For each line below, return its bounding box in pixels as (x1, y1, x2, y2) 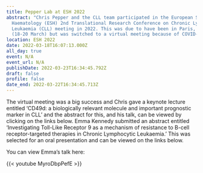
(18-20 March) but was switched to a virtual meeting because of (11, 31, 180, 37)
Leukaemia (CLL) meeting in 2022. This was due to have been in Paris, (11, 25, 196, 32)
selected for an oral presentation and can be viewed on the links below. (6, 137, 184, 143)
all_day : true (6, 48, 42, 54)
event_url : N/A (6, 59, 45, 65)
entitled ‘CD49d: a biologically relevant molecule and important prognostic (6, 105, 192, 112)
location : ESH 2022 (6, 37, 56, 43)
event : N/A (6, 54, 34, 60)
